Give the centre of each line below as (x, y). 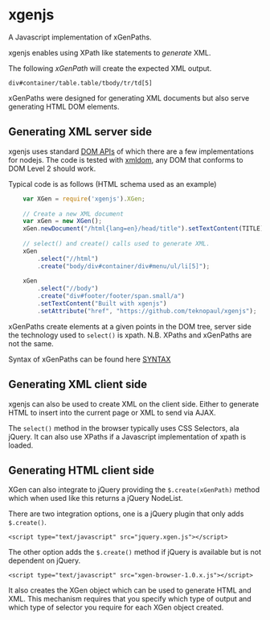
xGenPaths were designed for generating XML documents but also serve (129, 97)
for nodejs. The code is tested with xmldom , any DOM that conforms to (126, 159)
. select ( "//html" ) (68, 258)
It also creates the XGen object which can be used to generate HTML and (130, 590)
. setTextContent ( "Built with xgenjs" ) (102, 304)
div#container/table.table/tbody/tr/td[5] (80, 83)
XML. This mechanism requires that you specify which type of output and (130, 599)
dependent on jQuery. (45, 560)
